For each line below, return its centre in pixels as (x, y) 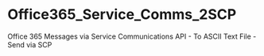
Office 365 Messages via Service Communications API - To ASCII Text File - (132, 36)
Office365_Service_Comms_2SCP (122, 15)
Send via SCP (30, 44)
